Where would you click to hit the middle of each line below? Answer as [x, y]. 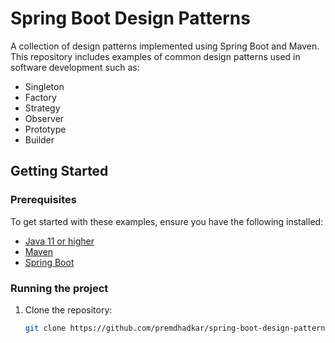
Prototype [45, 129]
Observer [44, 118]
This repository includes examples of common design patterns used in [155, 56]
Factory [40, 97]
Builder [39, 139]
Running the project [59, 288]
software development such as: [75, 67]
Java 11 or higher [59, 241]
